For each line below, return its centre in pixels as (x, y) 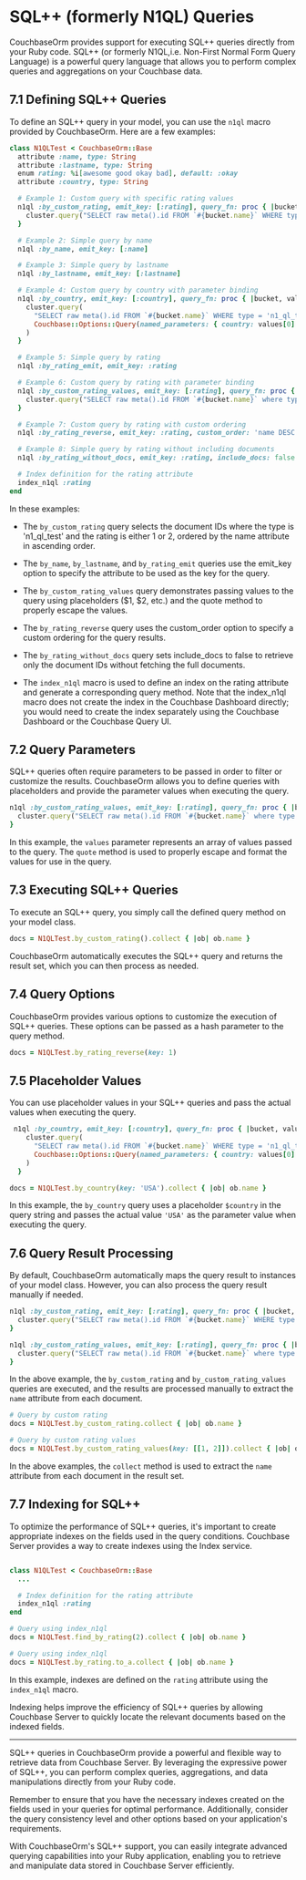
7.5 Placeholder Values (76, 1081)
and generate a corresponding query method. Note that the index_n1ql (154, 692)
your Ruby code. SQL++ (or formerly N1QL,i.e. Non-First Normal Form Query (153, 51)
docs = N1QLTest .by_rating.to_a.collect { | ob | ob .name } (122, 1662)
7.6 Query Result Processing (92, 1253)
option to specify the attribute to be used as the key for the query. (146, 573)
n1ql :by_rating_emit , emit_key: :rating (97, 367)
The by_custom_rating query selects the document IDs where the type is (158, 526)
